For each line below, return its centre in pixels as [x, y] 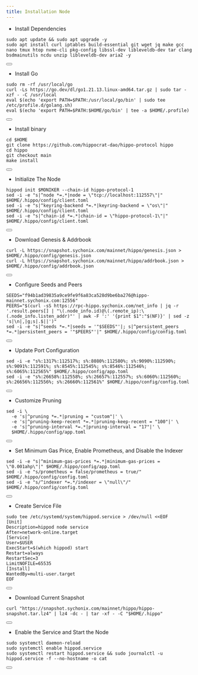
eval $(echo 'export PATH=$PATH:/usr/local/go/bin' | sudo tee [86, 100]
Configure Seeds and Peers [48, 284]
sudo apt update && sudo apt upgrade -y [57, 39]
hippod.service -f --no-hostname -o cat [57, 658]
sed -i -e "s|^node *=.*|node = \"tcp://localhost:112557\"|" [84, 195]
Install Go [26, 73]
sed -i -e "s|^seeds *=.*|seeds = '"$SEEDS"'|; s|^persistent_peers [92, 327]
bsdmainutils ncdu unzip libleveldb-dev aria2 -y [69, 55]
